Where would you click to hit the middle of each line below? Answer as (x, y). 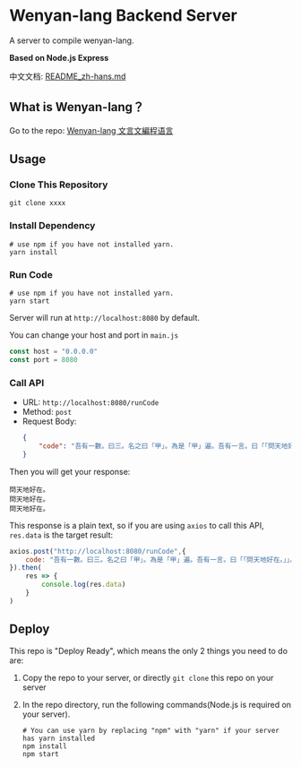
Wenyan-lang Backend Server (123, 16)
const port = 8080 (43, 359)
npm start (41, 754)
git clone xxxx (38, 203)
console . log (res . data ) (84, 585)
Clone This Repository (59, 185)
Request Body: (49, 421)
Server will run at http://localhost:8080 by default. (104, 318)
